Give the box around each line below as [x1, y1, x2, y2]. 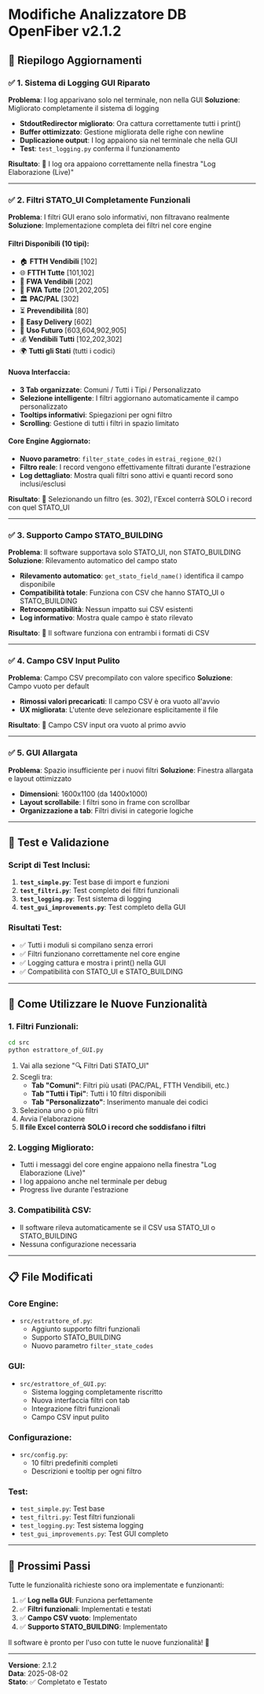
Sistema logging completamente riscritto [31, 1387, 163, 1396]
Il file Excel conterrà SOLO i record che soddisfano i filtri [19, 1122, 206, 1132]
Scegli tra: [19, 1073, 53, 1082]
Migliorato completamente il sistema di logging [8, 103, 159, 113]
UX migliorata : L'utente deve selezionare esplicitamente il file [19, 705, 218, 714]
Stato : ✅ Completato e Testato [8, 1677, 108, 1687]
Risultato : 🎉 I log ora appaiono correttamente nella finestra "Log [8, 159, 216, 169]
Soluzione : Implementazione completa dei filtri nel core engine [8, 221, 212, 230]
